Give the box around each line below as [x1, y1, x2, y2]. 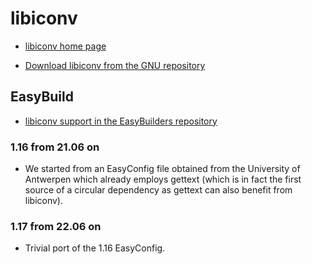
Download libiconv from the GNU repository [24, 59, 206, 71]
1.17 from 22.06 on [10, 219, 102, 233]
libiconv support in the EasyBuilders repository [24, 115, 218, 127]
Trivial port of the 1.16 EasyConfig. [24, 242, 166, 254]
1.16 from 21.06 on [10, 140, 100, 154]
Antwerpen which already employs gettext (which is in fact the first [24, 173, 302, 186]
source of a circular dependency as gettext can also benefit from [24, 184, 293, 196]
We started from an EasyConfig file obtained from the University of [24, 163, 301, 175]
